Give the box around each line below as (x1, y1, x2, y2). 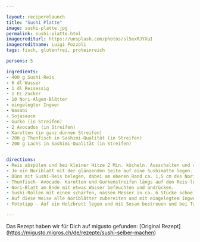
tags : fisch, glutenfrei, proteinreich (6, 47, 105, 54)
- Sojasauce (6, 113, 36, 119)
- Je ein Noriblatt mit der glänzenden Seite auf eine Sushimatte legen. (6, 167, 193, 173)
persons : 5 (6, 58, 33, 64)
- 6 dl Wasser (6, 80, 42, 86)
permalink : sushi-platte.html (6, 30, 82, 36)
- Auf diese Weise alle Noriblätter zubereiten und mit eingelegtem (6, 196, 180, 201)
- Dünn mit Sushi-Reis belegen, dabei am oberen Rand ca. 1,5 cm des (6, 173, 183, 179)
